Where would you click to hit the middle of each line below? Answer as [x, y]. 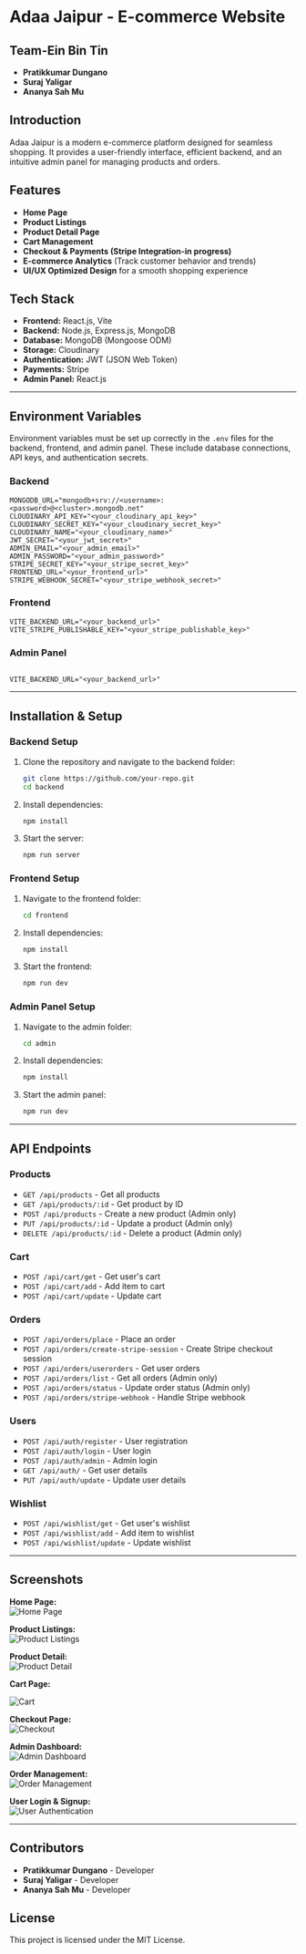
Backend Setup [44, 742]
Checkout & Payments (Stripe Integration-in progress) [127, 251]
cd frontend [45, 915]
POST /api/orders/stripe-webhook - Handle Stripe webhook [134, 1398]
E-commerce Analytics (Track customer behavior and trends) [139, 261]
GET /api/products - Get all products [92, 1194]
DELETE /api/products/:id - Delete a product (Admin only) [132, 1233]
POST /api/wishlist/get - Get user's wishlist [106, 1524]
